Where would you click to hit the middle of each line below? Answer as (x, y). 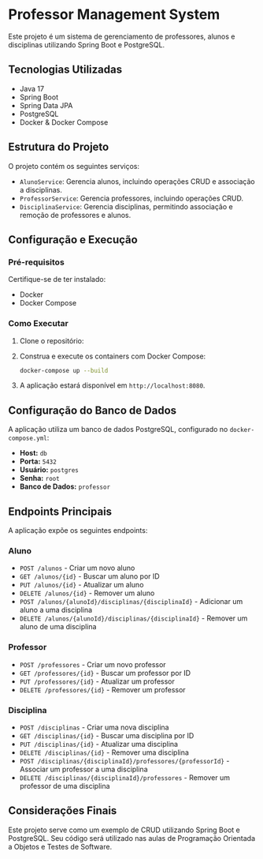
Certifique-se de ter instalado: (57, 279)
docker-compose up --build (64, 370)
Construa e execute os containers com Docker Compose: (113, 356)
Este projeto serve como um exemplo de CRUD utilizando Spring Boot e (124, 830)
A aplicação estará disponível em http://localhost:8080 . (112, 385)
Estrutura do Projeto (59, 147)
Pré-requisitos (36, 262)
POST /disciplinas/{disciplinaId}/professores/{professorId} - (124, 760)
